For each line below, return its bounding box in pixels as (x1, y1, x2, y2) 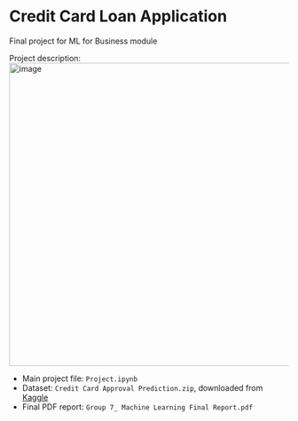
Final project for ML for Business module (9, 36, 158, 46)
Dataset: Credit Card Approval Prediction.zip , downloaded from (21, 382, 263, 393)
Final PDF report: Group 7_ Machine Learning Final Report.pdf (21, 401, 254, 412)
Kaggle (21, 392, 49, 402)
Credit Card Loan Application (9, 6, 228, 27)
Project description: (9, 52, 82, 63)
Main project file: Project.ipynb (21, 373, 138, 384)
